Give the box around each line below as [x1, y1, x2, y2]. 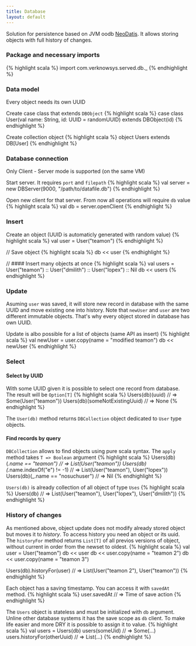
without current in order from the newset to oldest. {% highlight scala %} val [6, 543, 190, 550]
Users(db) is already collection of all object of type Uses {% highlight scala [6, 484, 185, 491]
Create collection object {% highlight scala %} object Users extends [6, 134, 170, 141]
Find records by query [6, 434, 61, 441]
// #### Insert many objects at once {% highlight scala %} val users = [6, 260, 174, 267]
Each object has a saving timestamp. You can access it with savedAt [6, 584, 170, 591]
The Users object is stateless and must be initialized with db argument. [6, 608, 175, 616]
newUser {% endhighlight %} [6, 342, 77, 349]
